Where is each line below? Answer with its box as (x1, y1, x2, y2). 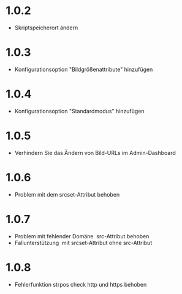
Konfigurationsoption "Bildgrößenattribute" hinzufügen (14, 66, 153, 73)
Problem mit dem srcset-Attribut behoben (14, 190, 120, 198)
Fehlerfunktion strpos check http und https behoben (14, 281, 147, 288)
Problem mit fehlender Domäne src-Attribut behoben (14, 232, 150, 239)
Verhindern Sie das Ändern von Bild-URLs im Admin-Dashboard (14, 149, 176, 156)
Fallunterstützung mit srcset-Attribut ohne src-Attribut (14, 239, 153, 246)
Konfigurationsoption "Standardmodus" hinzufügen (14, 107, 145, 115)
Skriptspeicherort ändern (14, 24, 78, 31)
